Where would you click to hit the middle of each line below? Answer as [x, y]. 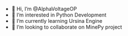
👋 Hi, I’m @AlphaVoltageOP [44, 9]
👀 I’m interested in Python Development [59, 15]
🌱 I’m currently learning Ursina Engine [57, 21]
